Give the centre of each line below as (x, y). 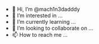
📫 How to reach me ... (40, 35)
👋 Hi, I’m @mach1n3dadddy (46, 9)
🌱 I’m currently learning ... (44, 22)
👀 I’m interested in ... (37, 15)
